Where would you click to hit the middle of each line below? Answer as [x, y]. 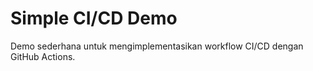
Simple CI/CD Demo [94, 18]
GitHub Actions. [43, 56]
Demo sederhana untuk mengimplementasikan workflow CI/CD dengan [157, 46]
